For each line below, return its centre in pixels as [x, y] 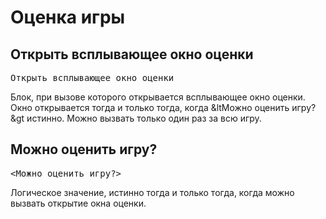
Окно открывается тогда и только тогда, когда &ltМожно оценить [150, 107]
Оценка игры [68, 17]
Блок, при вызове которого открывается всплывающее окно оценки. [158, 97]
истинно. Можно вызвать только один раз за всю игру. [144, 118]
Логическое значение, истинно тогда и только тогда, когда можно [152, 192]
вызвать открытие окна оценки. [78, 203]
